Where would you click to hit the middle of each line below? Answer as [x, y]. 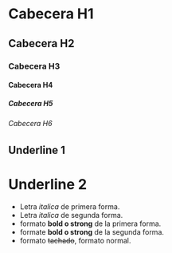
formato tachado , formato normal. [75, 240]
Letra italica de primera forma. [70, 206]
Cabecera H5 [31, 103]
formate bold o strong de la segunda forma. [92, 231]
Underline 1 [37, 150]
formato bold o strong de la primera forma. [90, 223]
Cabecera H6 [31, 124]
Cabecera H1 [51, 14]
